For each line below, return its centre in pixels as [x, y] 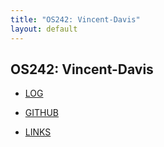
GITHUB [42, 113]
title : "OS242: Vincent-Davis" [75, 19]
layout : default [44, 29]
